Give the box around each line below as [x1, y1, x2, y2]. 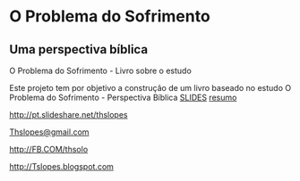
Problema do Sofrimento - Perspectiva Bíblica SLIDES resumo [9, 92, 237, 103]
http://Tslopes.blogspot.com [9, 161, 115, 171]
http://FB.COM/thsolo [9, 144, 89, 154]
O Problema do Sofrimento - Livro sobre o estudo [9, 65, 193, 76]
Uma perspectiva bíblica [9, 42, 149, 57]
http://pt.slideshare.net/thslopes [9, 110, 128, 119]
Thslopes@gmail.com [9, 127, 90, 137]
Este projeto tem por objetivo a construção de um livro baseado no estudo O [9, 83, 292, 93]
